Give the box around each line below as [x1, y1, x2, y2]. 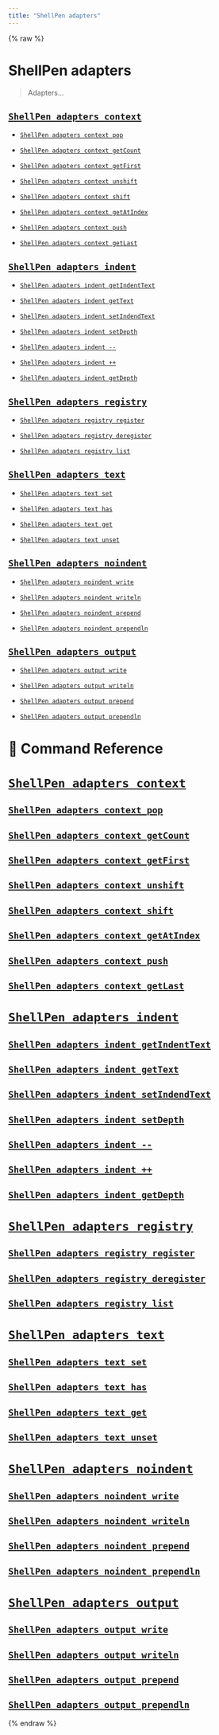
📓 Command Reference [8, 739, 163, 758]
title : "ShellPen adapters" [8, 11, 102, 20]
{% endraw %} [8, 1718, 57, 1728]
